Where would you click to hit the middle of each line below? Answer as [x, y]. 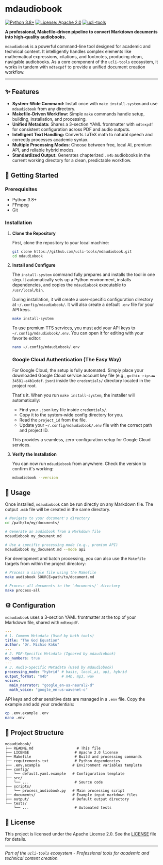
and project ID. [34, 430]
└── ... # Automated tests [63, 808]
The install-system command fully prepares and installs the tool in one [83, 274]
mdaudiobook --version [35, 478]
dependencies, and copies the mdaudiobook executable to [69, 285]
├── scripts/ [18, 786]
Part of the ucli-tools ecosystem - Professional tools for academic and [77, 853]
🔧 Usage [18, 492]
